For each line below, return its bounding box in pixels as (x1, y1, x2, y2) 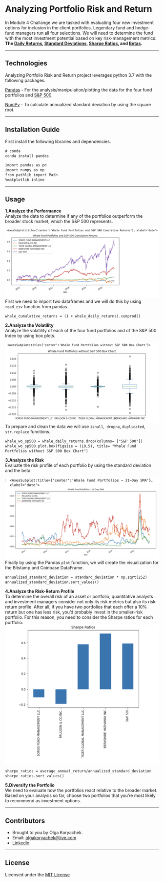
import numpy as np (5, 167, 45, 172)
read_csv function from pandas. (5, 303, 69, 309)
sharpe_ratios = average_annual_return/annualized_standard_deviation (5, 769, 152, 774)
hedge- (135, 24, 150, 30)
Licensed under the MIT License (5, 872, 70, 878)
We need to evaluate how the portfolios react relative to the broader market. (5, 788, 158, 793)
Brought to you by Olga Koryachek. (12, 829, 83, 835)
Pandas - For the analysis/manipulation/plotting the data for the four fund (5, 87, 152, 92)
